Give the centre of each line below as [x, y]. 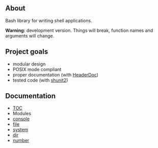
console [21, 119]
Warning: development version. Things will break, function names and [79, 30]
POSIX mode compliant [37, 69]
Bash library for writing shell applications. [49, 20]
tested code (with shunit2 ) [40, 80]
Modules [22, 114]
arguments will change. [30, 35]
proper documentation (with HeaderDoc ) [55, 75]
